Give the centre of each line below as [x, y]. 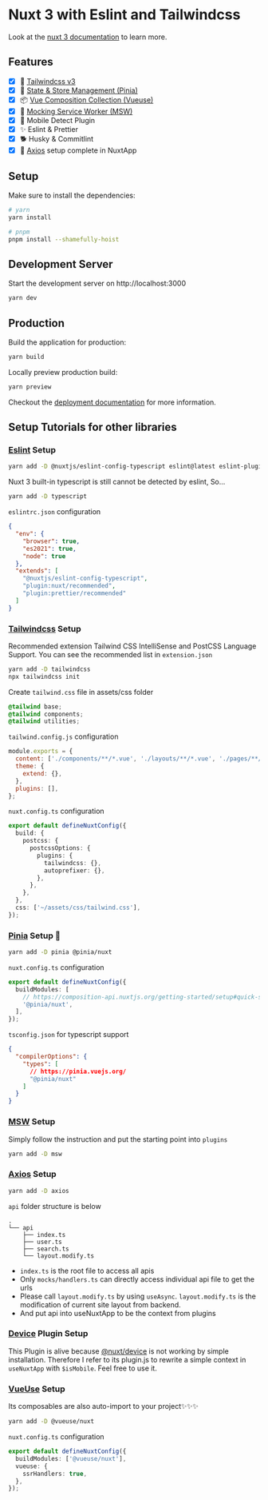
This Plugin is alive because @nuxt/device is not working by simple [118, 1351]
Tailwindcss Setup [45, 628]
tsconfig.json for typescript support [69, 1035]
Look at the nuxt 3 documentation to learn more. [88, 37]
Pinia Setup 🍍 [35, 936]
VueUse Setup [37, 1389]
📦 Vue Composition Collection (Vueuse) [87, 100]
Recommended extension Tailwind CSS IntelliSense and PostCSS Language [132, 646]
